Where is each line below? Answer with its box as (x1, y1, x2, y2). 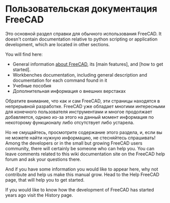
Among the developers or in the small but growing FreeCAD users (5, 140, 143, 146)
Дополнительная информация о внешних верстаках (12, 88, 126, 94)
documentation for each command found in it (12, 77, 108, 83)
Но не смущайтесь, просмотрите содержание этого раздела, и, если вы (5, 129, 162, 135)
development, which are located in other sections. (5, 41, 110, 47)
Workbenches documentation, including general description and (12, 72, 147, 78)
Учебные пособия (12, 82, 52, 89)
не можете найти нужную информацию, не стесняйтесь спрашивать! (5, 134, 156, 141)
